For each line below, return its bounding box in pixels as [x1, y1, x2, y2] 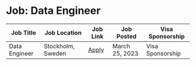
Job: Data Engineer [6, 4, 101, 17]
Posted [116, 32, 137, 40]
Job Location [44, 28, 82, 37]
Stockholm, [43, 42, 75, 50]
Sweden [43, 49, 66, 57]
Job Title [10, 28, 36, 37]
